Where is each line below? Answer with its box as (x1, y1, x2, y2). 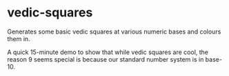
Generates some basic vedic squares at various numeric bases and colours (7, 27, 221, 36)
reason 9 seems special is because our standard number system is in (7, 55, 204, 63)
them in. (7, 34, 30, 42)
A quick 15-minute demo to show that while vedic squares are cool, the (7, 48, 209, 56)
